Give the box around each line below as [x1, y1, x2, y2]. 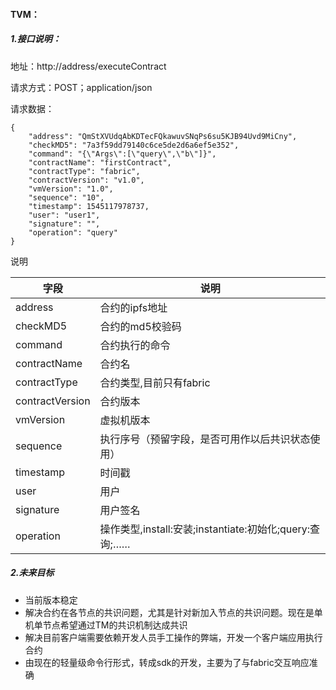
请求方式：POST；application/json [10, 81, 153, 93]
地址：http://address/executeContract [10, 60, 167, 72]
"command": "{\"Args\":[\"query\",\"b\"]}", [28, 149, 217, 159]
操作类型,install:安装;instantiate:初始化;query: [99, 522, 311, 536]
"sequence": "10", [28, 192, 105, 203]
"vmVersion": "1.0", [28, 184, 114, 194]
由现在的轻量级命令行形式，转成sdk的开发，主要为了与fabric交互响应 [24, 656, 310, 668]
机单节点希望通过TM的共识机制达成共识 [24, 619, 188, 631]
